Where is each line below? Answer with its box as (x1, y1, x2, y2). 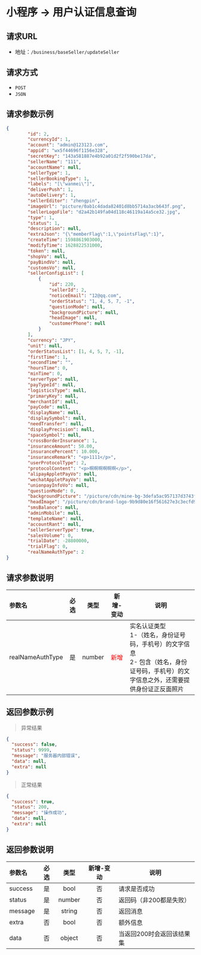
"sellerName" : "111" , (28, 158, 82, 165)
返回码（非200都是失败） (118, 896, 190, 904)
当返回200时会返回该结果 (118, 929, 190, 938)
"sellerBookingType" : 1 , (28, 175, 90, 182)
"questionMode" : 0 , (28, 488, 77, 494)
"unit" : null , (28, 343, 63, 349)
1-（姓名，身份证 (129, 630, 180, 639)
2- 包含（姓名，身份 (129, 657, 187, 666)
